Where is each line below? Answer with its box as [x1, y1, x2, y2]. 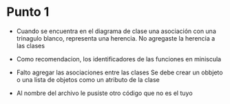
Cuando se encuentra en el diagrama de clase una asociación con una [16, 27, 216, 35]
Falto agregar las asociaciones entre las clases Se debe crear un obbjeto [16, 68, 223, 76]
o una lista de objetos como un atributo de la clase [16, 75, 160, 83]
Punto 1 [6, 4, 50, 20]
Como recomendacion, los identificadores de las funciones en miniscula [16, 54, 222, 63]
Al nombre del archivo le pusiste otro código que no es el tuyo [16, 89, 194, 97]
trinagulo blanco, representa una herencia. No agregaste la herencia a [16, 34, 216, 42]
